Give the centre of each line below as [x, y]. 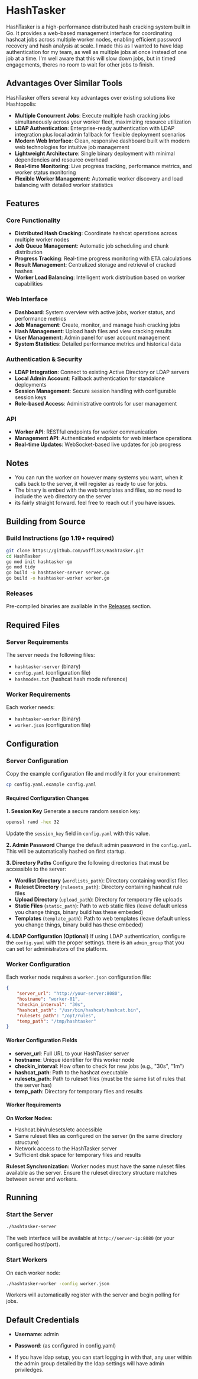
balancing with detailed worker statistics [64, 185]
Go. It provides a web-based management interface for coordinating [89, 33]
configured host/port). [33, 1244]
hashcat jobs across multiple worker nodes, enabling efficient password [94, 39]
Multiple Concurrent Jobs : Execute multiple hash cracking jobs [92, 115]
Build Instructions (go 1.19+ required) [60, 538]
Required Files [33, 625]
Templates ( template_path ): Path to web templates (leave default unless [103, 918]
